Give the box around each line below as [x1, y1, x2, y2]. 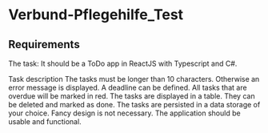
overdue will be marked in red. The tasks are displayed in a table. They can [8, 91, 255, 101]
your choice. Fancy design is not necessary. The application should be [8, 108, 242, 118]
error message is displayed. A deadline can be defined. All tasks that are [8, 83, 247, 92]
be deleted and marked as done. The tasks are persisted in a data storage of [8, 100, 261, 109]
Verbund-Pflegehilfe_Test [8, 6, 184, 24]
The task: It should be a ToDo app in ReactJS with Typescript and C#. [8, 58, 238, 68]
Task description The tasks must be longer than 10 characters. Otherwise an [8, 75, 260, 83]
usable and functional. [8, 117, 82, 126]
